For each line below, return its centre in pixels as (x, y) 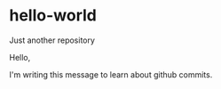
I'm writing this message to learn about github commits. (111, 74)
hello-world (53, 16)
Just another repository (52, 40)
